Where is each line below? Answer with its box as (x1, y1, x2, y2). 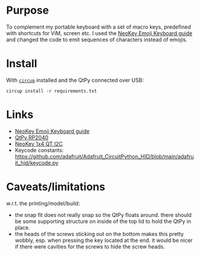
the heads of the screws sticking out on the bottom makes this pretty (14, 230, 184, 237)
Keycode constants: (14, 147, 64, 154)
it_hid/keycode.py (14, 159, 59, 166)
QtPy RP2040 (14, 133, 49, 141)
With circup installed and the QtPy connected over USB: (6, 76, 144, 83)
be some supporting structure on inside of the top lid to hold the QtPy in (14, 217, 192, 225)
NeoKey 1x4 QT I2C (14, 140, 63, 147)
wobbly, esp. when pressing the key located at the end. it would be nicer (14, 237, 193, 244)
